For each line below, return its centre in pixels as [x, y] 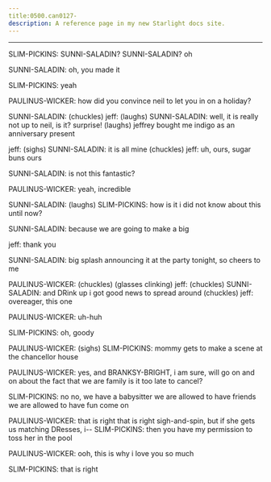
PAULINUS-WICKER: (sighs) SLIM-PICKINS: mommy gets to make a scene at [136, 348]
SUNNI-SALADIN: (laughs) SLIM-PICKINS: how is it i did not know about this [135, 204]
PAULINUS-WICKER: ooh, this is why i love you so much [101, 453]
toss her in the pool [40, 438]
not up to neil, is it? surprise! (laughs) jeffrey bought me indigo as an [122, 125]
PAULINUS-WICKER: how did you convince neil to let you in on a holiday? [130, 101]
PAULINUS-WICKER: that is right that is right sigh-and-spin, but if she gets [132, 421]
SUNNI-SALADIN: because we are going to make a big [99, 229]
